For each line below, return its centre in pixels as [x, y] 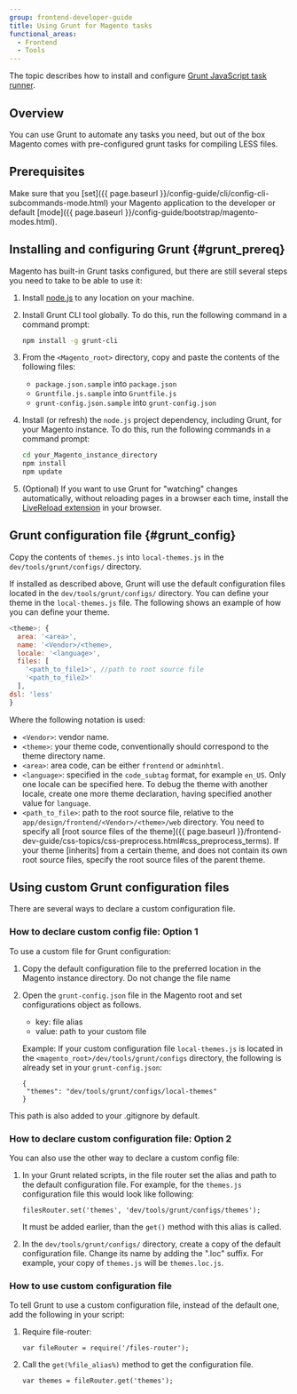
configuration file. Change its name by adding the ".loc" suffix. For [143, 1254]
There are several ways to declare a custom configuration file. [122, 909]
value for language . [56, 803]
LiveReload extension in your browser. [92, 508]
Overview [37, 113]
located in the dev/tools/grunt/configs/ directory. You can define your [139, 593]
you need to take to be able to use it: [76, 280]
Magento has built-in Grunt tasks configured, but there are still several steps [148, 271]
